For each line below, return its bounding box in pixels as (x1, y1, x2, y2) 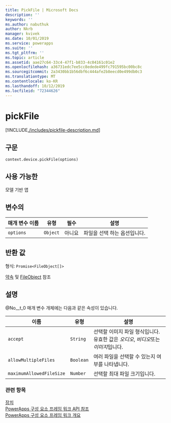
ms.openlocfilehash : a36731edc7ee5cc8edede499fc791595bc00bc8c (5, 64, 142, 69)
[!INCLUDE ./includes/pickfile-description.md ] (5, 127, 101, 133)
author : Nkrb (5, 27, 33, 32)
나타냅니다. (104, 361, 129, 368)
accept (8, 336, 24, 342)
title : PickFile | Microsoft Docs (5, 7, 79, 13)
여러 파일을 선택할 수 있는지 (93, 353, 156, 360)
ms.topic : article (5, 55, 44, 60)
